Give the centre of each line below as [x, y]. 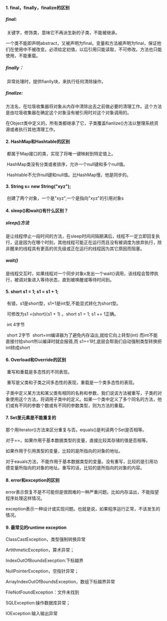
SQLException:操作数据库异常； [38, 603]
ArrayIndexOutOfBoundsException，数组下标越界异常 [60, 582]
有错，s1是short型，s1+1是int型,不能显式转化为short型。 [64, 303]
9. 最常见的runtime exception [36, 527]
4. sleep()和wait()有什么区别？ [37, 210]
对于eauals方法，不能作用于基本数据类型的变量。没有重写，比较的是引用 [80, 462]
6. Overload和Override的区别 [36, 360]
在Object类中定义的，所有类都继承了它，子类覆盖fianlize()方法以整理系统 [80, 123]
